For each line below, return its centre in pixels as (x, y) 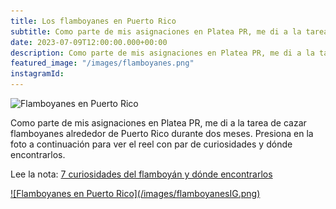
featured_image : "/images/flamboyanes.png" (102, 63)
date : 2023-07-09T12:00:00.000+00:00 (89, 42)
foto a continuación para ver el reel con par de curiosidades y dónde (151, 144)
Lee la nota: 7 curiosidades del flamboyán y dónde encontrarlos (141, 174)
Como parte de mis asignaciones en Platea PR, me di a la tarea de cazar (158, 123)
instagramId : (37, 74)
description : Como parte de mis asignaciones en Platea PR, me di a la (162, 53)
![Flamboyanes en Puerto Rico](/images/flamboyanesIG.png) (135, 193)
